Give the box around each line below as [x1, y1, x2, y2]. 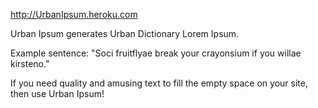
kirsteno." [10, 58, 50, 69]
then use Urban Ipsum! [10, 88, 105, 99]
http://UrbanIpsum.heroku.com [10, 9, 138, 20]
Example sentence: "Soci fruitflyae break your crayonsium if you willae [10, 47, 302, 59]
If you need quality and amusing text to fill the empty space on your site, [10, 77, 308, 89]
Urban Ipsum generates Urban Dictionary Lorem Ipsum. [10, 28, 240, 39]
